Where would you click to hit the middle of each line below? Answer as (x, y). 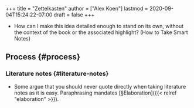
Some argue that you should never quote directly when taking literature (100, 86)
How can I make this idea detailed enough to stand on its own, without (99, 26)
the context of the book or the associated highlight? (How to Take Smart (101, 32)
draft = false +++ (74, 15)
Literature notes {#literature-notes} (57, 74)
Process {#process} (43, 57)
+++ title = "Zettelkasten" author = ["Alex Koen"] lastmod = (77, 9)
